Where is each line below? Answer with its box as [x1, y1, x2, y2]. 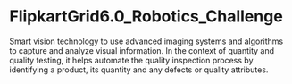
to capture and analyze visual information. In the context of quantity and [9, 45, 275, 55]
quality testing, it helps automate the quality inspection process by [9, 55, 254, 65]
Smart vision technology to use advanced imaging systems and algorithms [9, 36, 284, 46]
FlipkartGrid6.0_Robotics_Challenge [9, 6, 283, 27]
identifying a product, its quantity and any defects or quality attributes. [9, 64, 269, 75]
